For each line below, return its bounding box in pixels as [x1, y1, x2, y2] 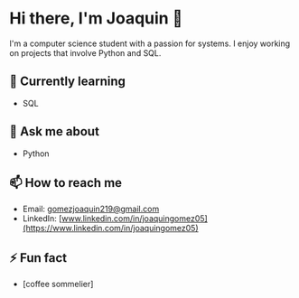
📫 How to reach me [9, 175, 123, 191]
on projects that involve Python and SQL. [9, 47, 162, 58]
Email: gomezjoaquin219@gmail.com [22, 203, 160, 215]
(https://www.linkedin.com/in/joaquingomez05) [22, 223, 199, 234]
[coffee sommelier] [22, 279, 94, 290]
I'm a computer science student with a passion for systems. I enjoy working [9, 38, 291, 49]
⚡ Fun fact [9, 250, 68, 265]
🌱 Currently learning [9, 74, 126, 89]
